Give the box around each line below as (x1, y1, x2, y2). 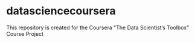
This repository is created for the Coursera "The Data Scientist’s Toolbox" (6, 24, 190, 31)
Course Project (6, 30, 44, 37)
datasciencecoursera (6, 4, 116, 18)
